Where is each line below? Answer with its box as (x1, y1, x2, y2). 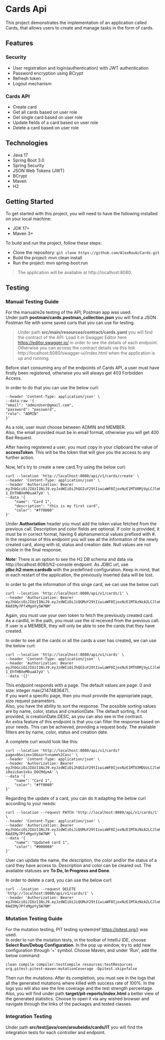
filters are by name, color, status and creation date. (5, 729, 109, 735)
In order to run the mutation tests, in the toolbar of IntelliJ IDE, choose (5, 937, 146, 942)
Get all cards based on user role (12, 109, 77, 115)
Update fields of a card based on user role (12, 119, 98, 126)
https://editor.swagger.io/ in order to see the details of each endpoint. (17, 340, 158, 346)
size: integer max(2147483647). (5, 687, 70, 693)
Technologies (5, 139, 48, 148)
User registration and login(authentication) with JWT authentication (12, 65, 149, 71)
